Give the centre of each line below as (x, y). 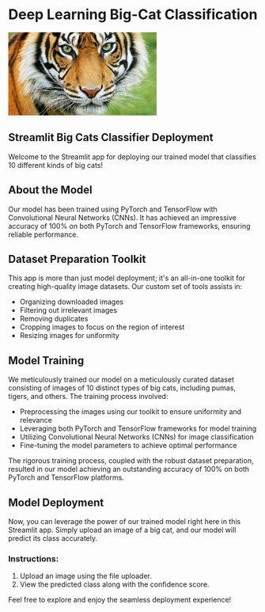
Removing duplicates (54, 319)
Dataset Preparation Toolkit (77, 259)
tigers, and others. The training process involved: (88, 397)
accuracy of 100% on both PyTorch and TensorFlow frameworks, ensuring (129, 226)
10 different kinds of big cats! (56, 165)
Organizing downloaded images (72, 302)
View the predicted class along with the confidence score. (114, 584)
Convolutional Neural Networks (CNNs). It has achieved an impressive (123, 217)
